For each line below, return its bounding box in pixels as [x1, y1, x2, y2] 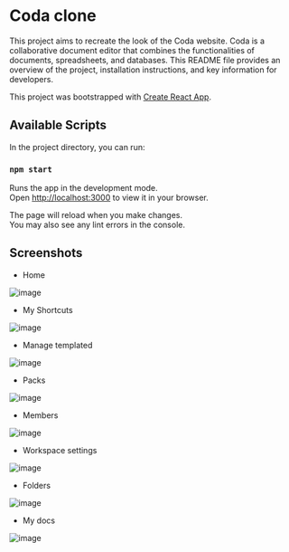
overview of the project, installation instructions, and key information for [9, 64, 277, 75]
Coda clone [9, 5, 97, 26]
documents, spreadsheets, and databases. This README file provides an [9, 54, 281, 65]
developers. [9, 73, 54, 84]
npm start [9, 164, 52, 175]
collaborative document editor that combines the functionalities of [9, 44, 256, 55]
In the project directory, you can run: [9, 141, 145, 152]
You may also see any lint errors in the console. [9, 219, 185, 231]
